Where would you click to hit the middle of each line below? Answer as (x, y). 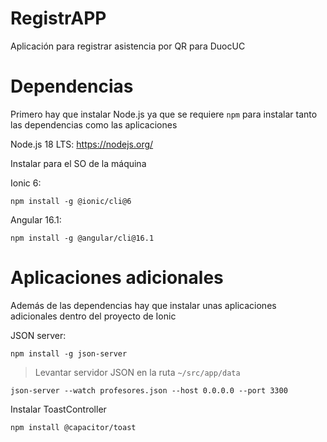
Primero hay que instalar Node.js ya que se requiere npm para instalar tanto (164, 114)
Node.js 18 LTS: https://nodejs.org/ (82, 144)
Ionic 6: (26, 183)
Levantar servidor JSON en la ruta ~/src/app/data (137, 372)
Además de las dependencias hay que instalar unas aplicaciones (143, 305)
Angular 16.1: (36, 219)
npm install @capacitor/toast (73, 427)
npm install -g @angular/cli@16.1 (82, 238)
